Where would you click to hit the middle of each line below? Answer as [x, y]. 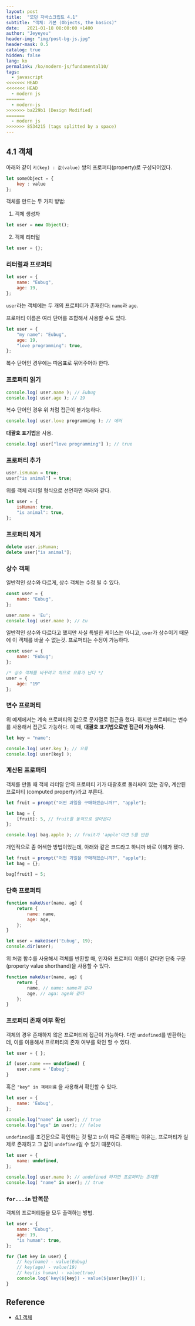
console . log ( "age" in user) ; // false [53, 1125]
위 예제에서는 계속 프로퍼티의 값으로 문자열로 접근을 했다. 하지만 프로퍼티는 [92, 719]
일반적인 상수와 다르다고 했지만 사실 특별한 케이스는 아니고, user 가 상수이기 [92, 633]
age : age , [39, 919]
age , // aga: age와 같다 [56, 994]
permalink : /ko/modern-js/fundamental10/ [58, 66]
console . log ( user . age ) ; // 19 [46, 398]
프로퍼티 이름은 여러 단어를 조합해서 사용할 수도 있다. [66, 318]
